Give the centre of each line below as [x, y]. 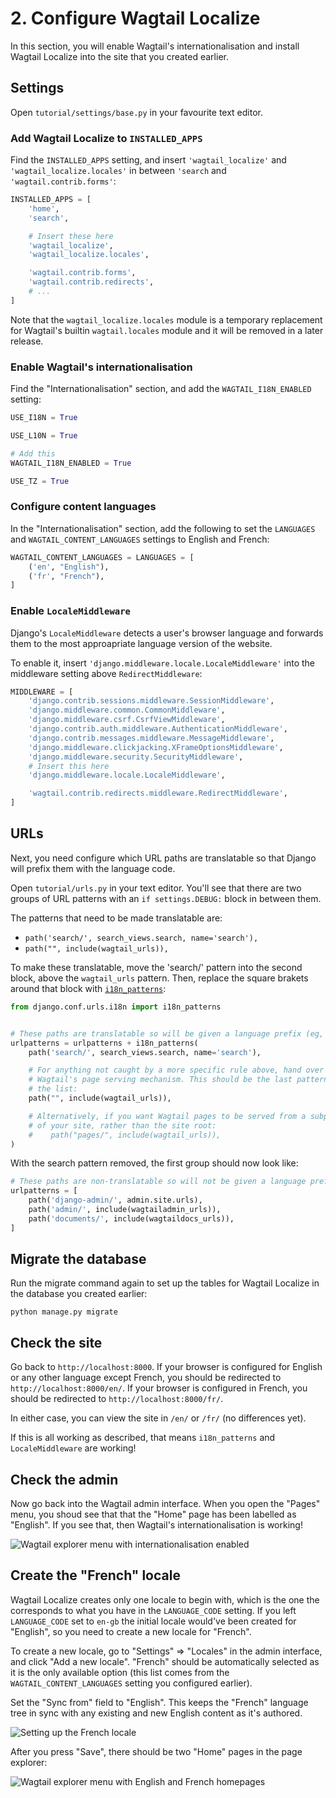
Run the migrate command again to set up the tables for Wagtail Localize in [165, 1283]
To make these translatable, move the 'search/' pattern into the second [156, 967]
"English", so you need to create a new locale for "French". [131, 1631]
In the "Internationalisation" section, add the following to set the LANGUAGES [163, 528]
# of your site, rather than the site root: [122, 1125]
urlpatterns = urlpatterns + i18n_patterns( [104, 1043]
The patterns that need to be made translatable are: [116, 918]
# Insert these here [71, 236]
